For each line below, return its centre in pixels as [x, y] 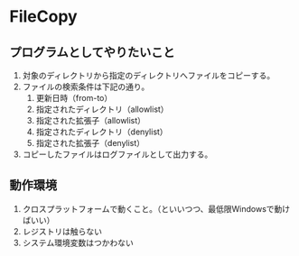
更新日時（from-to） [74, 98]
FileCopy [44, 17]
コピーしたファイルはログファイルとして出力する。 [117, 154]
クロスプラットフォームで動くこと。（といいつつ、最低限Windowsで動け [156, 208]
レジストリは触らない [62, 231]
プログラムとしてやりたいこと [92, 52]
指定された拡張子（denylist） [90, 143]
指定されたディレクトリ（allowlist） [102, 109]
